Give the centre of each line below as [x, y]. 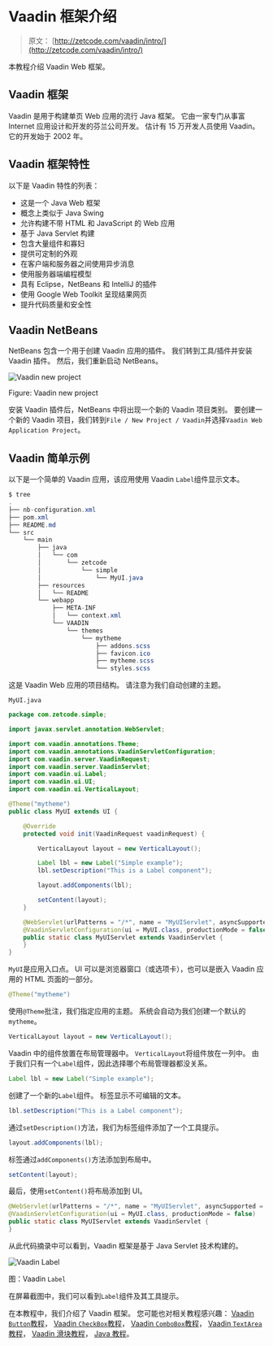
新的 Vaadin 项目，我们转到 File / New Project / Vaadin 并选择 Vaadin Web [139, 420]
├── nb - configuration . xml [52, 510]
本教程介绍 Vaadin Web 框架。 [59, 67]
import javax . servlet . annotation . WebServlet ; [87, 729]
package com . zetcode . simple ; [58, 715]
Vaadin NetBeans [53, 330]
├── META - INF [74, 608]
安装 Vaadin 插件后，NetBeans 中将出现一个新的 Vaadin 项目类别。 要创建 [132, 410]
